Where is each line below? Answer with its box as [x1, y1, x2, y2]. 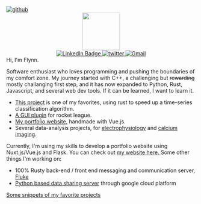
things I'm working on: [6, 155, 62, 162]
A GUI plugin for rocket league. [14, 111, 92, 119]
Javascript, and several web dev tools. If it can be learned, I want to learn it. [6, 87, 194, 94]
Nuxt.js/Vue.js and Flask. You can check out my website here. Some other [6, 149, 190, 156]
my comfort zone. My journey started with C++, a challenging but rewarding [6, 75, 195, 81]
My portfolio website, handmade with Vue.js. [14, 118, 126, 125]
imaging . [14, 131, 37, 138]
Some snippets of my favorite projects [6, 191, 101, 198]
